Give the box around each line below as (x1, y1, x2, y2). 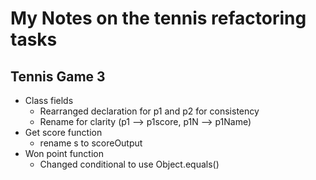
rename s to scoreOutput (39, 137, 143, 149)
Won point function (24, 148, 104, 159)
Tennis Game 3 (10, 68, 106, 85)
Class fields (24, 95, 74, 106)
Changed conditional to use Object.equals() (39, 158, 220, 170)
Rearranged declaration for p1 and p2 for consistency (39, 105, 260, 117)
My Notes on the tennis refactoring (10, 7, 307, 30)
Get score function (24, 127, 103, 138)
